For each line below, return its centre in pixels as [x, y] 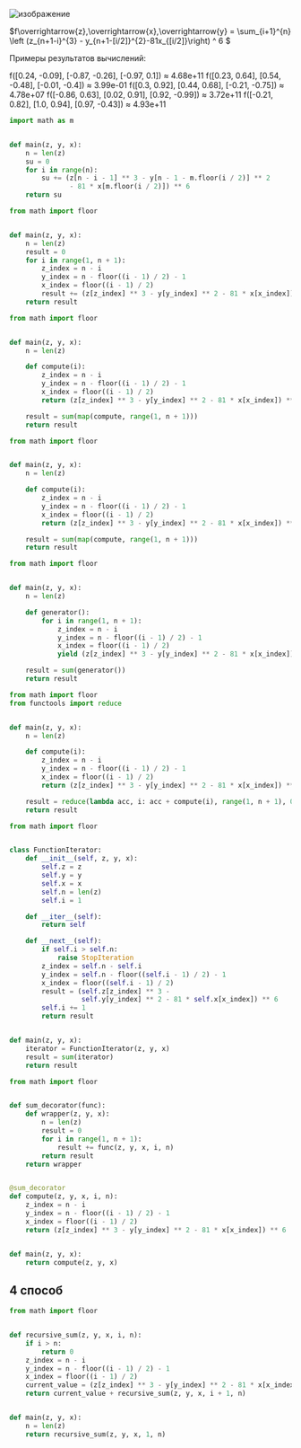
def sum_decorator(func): [57, 1106]
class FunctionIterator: [56, 850]
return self [64, 925]
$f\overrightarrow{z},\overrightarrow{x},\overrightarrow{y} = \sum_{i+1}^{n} [150, 31]
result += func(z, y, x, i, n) [116, 1147]
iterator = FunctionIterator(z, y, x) [98, 1048]
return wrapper [54, 1164]
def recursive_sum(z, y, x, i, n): [76, 1335]
